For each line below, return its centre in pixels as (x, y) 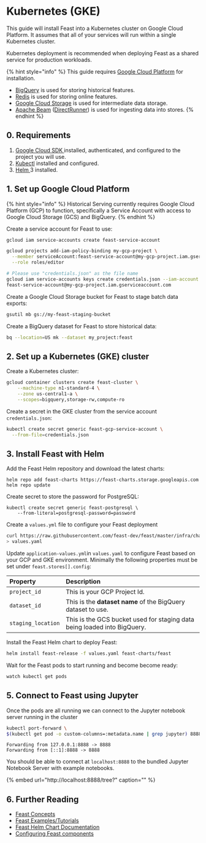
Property (23, 582)
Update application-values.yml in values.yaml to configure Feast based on (101, 553)
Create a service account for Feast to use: (59, 229)
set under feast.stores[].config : (49, 566)
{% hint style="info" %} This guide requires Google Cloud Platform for (95, 71)
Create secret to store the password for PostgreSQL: (73, 497)
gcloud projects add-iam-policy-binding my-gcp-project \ (82, 251)
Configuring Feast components (54, 834)
